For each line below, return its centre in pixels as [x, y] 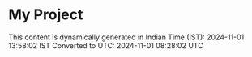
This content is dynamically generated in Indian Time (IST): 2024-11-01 [126, 37]
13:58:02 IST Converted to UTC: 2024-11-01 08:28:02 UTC [106, 45]
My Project [46, 15]
